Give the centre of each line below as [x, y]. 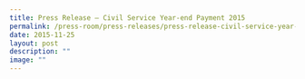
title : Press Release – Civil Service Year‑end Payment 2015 [128, 18]
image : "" [28, 60]
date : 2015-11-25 [42, 35]
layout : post [34, 43]
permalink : [30, 26]
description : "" [40, 52]
